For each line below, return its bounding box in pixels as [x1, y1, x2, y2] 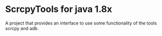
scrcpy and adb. [5, 25, 39, 31]
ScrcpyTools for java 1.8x [5, 3, 112, 15]
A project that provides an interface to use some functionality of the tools [5, 20, 157, 26]
